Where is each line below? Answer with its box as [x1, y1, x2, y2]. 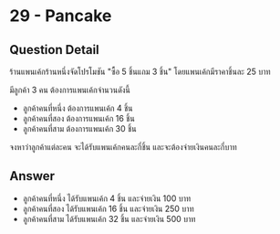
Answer [9, 168, 56, 184]
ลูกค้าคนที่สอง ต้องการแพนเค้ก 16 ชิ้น [22, 113, 135, 123]
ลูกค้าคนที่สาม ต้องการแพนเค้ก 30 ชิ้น [22, 123, 137, 133]
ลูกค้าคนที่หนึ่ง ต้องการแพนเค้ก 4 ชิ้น [22, 102, 134, 113]
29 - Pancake [9, 5, 112, 27]
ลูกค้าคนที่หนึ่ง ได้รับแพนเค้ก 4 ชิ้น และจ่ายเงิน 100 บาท [22, 193, 192, 204]
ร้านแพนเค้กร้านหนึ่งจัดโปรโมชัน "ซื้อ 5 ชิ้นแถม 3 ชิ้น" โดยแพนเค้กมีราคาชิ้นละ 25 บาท [9, 66, 271, 77]
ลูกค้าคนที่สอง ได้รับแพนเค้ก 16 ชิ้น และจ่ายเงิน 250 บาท [22, 203, 194, 214]
